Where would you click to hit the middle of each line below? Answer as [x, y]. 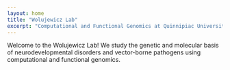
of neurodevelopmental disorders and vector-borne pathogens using [104, 52]
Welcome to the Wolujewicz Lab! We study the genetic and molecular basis [113, 46]
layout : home [26, 13]
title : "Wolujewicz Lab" [42, 20]
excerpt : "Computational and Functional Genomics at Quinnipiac [101, 26]
